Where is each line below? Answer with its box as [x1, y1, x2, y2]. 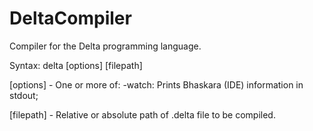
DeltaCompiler [9, 7, 132, 30]
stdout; [9, 89, 39, 101]
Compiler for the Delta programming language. [9, 40, 202, 52]
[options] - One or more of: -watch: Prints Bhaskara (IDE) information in [9, 78, 304, 91]
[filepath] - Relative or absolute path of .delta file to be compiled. [9, 108, 276, 121]
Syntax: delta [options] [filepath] [9, 59, 143, 71]
